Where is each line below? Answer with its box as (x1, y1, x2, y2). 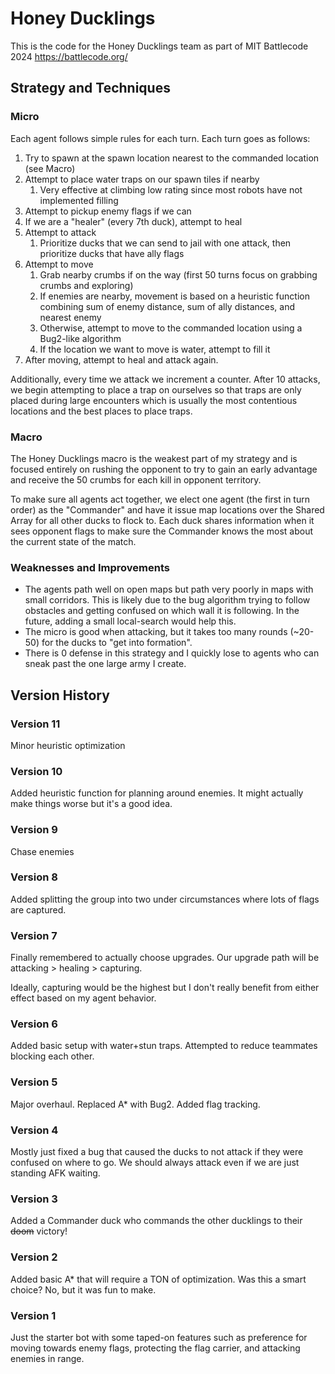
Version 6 (10, 1017, 58, 1031)
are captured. (10, 903, 67, 916)
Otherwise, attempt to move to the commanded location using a (39, 322, 303, 334)
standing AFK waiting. (10, 1167, 101, 1179)
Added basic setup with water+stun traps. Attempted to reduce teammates (10, 1040, 318, 1052)
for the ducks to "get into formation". (41, 637, 193, 649)
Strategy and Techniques (10, 80, 171, 97)
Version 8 (10, 870, 58, 884)
